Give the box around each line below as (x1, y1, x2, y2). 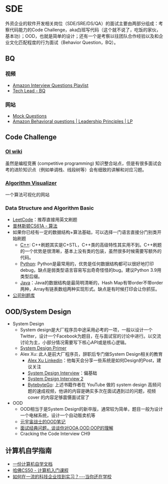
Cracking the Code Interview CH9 (20, 430, 91, 437)
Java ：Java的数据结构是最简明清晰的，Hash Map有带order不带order (20, 280, 163, 286)
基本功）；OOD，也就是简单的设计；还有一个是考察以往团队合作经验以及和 (5, 33, 159, 39)
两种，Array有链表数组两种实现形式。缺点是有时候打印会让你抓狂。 (20, 286, 160, 292)
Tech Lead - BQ (12, 87, 45, 93)
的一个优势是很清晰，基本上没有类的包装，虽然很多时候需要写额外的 (20, 248, 162, 254)
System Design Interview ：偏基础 (27, 370, 97, 376)
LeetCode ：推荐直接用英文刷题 (12, 217, 77, 223)
